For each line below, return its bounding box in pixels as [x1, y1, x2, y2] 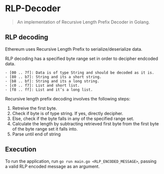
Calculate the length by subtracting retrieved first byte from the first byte [12, 120, 159, 127]
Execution [5, 145, 37, 154]
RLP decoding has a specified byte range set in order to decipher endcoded [5, 56, 158, 61]
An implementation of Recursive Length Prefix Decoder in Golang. [17, 19, 150, 25]
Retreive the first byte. [12, 105, 57, 111]
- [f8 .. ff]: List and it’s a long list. [5, 87, 93, 92]
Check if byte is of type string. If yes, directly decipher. [12, 110, 123, 116]
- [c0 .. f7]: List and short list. [5, 83, 80, 88]
